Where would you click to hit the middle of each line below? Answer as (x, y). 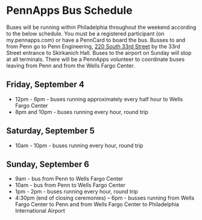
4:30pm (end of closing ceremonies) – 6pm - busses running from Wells (105, 198)
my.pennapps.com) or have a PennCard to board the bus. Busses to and (96, 40)
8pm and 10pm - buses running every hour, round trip (82, 112)
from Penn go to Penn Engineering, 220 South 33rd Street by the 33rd (93, 46)
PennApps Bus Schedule (69, 11)
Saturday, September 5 (50, 131)
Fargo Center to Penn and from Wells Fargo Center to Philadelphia (97, 204)
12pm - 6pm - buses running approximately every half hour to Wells (99, 99)
